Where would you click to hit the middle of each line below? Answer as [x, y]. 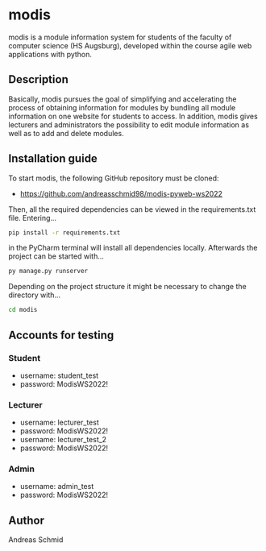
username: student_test [59, 375]
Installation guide [53, 159]
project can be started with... [56, 256]
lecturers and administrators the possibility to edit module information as [129, 124]
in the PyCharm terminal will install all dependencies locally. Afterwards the [133, 248]
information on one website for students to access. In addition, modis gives [133, 116]
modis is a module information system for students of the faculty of [120, 37]
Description [38, 79]
